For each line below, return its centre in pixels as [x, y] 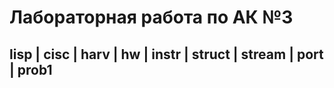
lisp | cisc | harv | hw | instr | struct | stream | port [166, 54]
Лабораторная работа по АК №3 [151, 17]
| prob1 [31, 69]
